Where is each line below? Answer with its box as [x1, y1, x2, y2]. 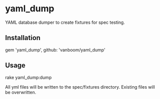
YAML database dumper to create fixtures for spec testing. [5, 19, 125, 25]
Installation [5, 34, 41, 42]
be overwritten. [5, 89, 36, 95]
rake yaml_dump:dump [5, 74, 52, 80]
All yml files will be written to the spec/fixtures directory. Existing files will [5, 84, 155, 90]
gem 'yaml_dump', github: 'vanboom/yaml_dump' [5, 47, 106, 52]
